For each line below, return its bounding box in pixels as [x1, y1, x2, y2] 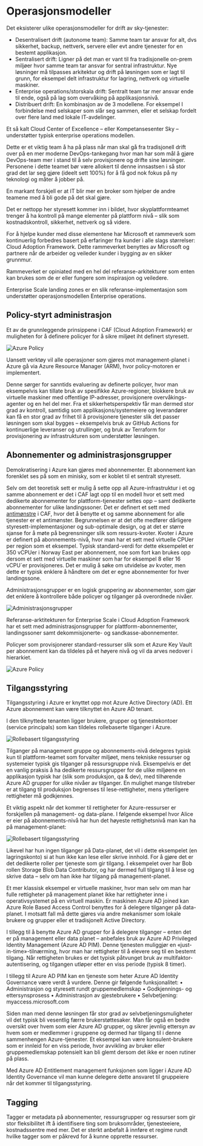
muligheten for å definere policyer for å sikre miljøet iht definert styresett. [6, 332, 189, 340]
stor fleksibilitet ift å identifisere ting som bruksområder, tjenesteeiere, [6, 1120, 182, 1127]
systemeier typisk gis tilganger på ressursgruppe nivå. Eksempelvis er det [6, 760, 191, 767]
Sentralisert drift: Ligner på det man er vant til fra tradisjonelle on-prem [15, 55, 193, 62]
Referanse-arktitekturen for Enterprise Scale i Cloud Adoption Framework [6, 616, 190, 623]
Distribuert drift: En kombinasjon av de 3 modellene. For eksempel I [15, 100, 184, 107]
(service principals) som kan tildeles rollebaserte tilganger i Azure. [6, 724, 172, 731]
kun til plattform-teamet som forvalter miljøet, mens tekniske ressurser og [6, 753, 190, 761]
